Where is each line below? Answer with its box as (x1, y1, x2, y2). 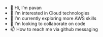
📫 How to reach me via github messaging (10, 26, 98, 32)
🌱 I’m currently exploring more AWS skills (10, 15, 96, 21)
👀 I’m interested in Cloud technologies (10, 10, 90, 16)
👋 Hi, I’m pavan (10, 5, 42, 10)
